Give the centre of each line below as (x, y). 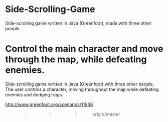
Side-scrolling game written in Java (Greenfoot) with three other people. (80, 84)
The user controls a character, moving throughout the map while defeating (82, 89)
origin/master (106, 114)
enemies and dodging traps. (34, 94)
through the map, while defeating (76, 59)
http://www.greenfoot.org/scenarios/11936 (49, 104)
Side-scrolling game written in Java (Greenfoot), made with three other (78, 23)
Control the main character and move (84, 49)
